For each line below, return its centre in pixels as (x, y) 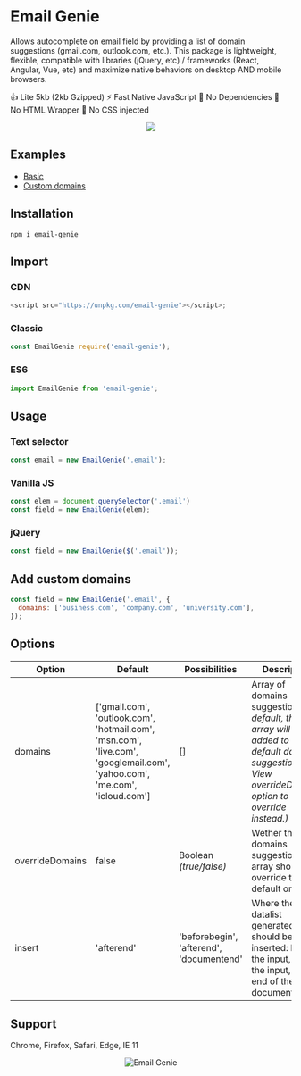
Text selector (39, 441)
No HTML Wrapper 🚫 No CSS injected (80, 110)
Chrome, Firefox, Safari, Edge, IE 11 (75, 1046)
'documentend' (211, 959)
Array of (268, 684)
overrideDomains (51, 861)
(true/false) (203, 866)
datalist (266, 914)
